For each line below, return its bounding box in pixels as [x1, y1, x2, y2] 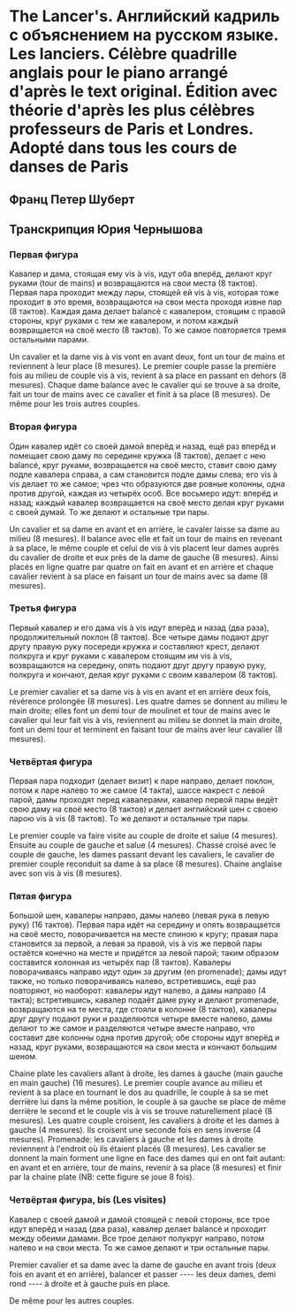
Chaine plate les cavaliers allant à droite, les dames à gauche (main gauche [9, 1068, 284, 1079]
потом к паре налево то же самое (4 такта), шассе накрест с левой [9, 785, 265, 796]
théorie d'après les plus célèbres [9, 100, 255, 120]
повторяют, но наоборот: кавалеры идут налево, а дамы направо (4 [9, 985, 267, 996]
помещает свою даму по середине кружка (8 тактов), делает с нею [9, 450, 267, 461]
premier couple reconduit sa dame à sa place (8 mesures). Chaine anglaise [9, 858, 283, 869]
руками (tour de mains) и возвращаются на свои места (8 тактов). [9, 278, 258, 288]
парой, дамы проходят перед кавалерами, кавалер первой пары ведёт [9, 795, 278, 805]
